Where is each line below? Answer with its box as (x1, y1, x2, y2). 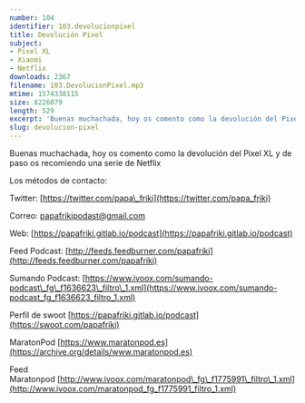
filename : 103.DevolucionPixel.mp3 (9, 81, 144, 90)
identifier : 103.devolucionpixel (9, 22, 136, 31)
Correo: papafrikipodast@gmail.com (9, 211, 145, 221)
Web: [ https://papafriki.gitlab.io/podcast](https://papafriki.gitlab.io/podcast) (9, 228, 293, 239)
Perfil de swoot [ (9, 310, 72, 320)
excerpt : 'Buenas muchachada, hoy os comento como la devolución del (9, 114, 279, 123)
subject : (9, 38, 43, 48)
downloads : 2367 (9, 73, 71, 82)
